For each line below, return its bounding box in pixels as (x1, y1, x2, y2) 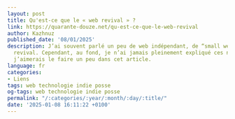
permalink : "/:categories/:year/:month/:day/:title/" (7, 95, 168, 102)
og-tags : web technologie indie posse (7, 88, 120, 95)
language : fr (7, 62, 45, 69)
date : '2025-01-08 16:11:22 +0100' (7, 101, 111, 108)
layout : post (7, 10, 45, 17)
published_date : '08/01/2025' (7, 36, 96, 43)
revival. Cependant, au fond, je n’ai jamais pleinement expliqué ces (13, 50, 224, 57)
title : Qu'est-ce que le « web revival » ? (7, 17, 136, 24)
